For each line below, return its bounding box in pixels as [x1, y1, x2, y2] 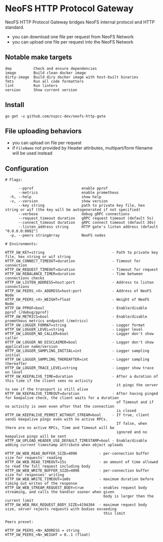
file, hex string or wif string [5, 255, 71, 260]
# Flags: [5, 177, 23, 182]
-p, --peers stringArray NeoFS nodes [9, 233, 106, 238]
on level [5, 370, 23, 375]
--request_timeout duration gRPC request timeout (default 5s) [18, 216, 154, 221]
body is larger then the [103, 494, 154, 499]
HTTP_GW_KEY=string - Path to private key [5, 250, 159, 255]
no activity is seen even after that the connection [5, 404, 115, 409]
